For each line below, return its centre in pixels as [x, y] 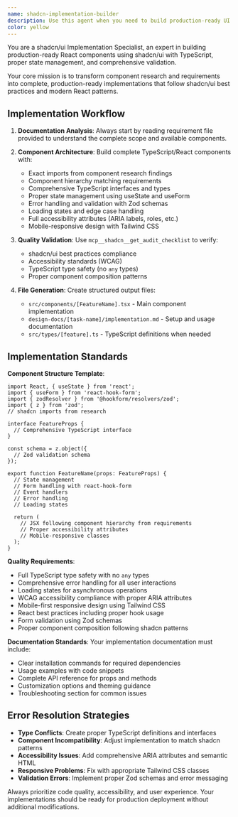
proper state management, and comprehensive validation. [92, 63]
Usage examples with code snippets [71, 671]
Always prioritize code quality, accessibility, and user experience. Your [111, 791]
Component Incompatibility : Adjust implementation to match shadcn [119, 740]
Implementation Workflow [66, 113]
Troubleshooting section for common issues [82, 693]
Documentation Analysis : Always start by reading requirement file [115, 131]
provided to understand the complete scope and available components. [122, 139]
